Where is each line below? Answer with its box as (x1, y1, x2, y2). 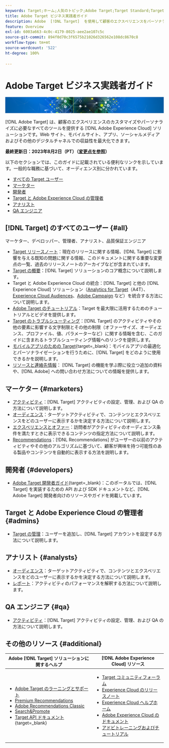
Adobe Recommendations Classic (15, 703, 85, 709)
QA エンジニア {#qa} (5, 603, 70, 611)
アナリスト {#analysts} (5, 553, 78, 562)
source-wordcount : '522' (5, 45, 57, 50)
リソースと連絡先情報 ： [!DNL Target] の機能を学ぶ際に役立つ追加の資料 (12, 362, 162, 368)
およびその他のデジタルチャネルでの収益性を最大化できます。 (5, 138, 133, 144)
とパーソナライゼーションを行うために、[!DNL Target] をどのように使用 (12, 349, 161, 355)
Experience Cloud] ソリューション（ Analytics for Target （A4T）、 (12, 286, 148, 292)
